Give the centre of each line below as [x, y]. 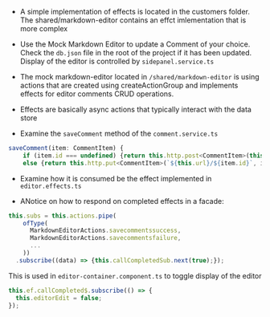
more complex [44, 28]
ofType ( [35, 223]
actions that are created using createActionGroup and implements [129, 85]
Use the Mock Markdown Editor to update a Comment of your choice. [135, 44]
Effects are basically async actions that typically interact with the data [135, 109]
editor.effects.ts [51, 186]
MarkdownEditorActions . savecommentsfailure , [105, 238]
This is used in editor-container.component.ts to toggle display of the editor [135, 275]
